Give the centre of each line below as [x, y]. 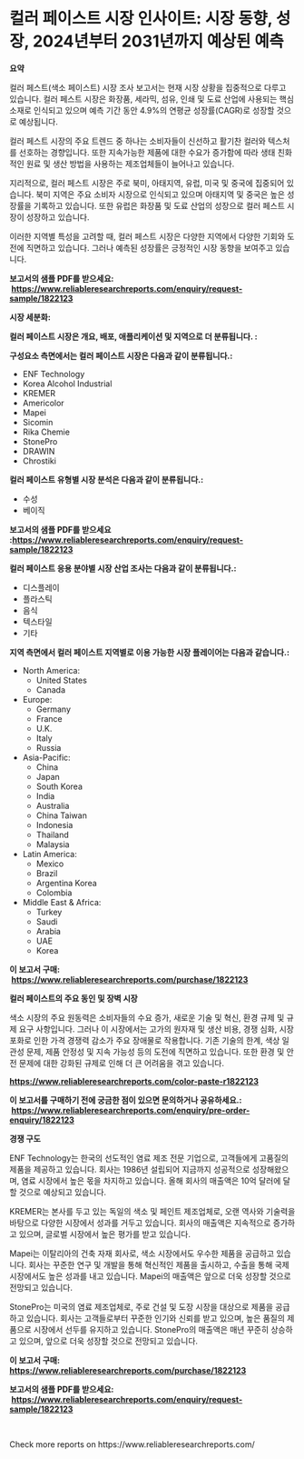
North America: [51, 670]
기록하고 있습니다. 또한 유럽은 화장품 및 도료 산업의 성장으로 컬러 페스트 [159, 205]
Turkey [49, 912]
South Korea [59, 786]
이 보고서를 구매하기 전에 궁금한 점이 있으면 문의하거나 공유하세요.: [126, 1100]
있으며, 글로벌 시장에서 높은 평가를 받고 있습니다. [104, 1234]
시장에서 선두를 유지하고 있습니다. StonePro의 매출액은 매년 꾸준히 [151, 1329]
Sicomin [38, 422]
